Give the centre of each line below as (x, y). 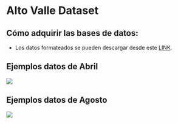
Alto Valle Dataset (53, 11)
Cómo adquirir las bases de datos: (72, 33)
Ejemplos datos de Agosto (57, 100)
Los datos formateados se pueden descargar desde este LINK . (94, 47)
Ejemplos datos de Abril (52, 67)
